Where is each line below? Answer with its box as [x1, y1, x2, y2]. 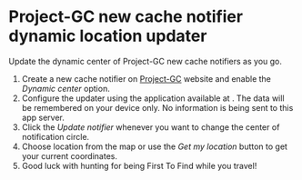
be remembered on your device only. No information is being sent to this [21, 102, 294, 113]
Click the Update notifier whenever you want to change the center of [21, 121, 280, 133]
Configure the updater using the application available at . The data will [21, 93, 285, 104]
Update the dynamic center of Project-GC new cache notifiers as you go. [8, 55, 283, 66]
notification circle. [21, 131, 90, 142]
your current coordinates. [21, 150, 117, 161]
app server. [21, 112, 65, 123]
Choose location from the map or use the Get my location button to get [21, 141, 288, 152]
